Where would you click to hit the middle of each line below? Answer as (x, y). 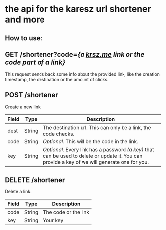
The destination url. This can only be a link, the (97, 128)
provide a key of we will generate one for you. (96, 162)
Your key (53, 220)
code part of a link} (35, 62)
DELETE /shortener (35, 180)
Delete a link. (18, 192)
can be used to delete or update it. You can (93, 156)
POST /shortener (32, 95)
